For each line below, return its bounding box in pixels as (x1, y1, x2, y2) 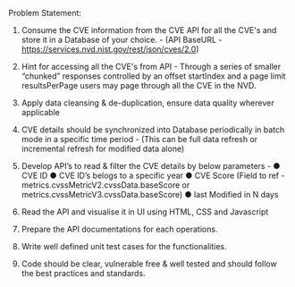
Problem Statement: (8, 8, 82, 18)
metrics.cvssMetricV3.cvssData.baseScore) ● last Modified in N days (21, 190, 279, 199)
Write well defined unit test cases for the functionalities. (21, 241, 227, 251)
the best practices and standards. (21, 268, 146, 278)
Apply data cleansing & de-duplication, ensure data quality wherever (21, 97, 274, 108)
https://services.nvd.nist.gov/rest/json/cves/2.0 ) (21, 44, 199, 55)
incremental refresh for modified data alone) (21, 143, 185, 154)
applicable (21, 107, 60, 117)
